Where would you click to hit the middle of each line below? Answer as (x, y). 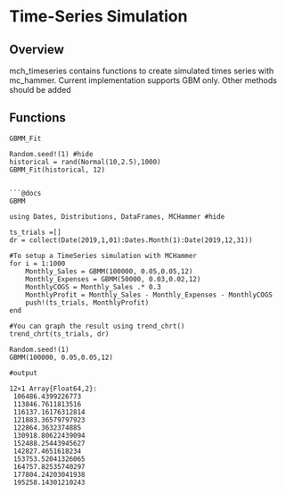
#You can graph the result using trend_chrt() (97, 326)
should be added (40, 90)
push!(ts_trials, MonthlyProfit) (87, 302)
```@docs (25, 193)
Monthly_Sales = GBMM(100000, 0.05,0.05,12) (109, 271)
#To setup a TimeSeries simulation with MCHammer (103, 255)
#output (24, 373)
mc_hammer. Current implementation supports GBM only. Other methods (143, 80)
